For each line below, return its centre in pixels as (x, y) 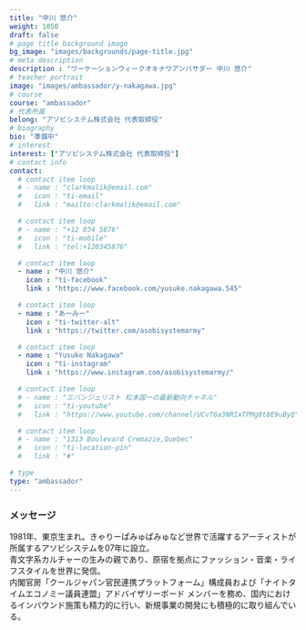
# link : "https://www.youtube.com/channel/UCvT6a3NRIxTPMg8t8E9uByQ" (158, 415)
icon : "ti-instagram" (69, 364)
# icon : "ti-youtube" (65, 406)
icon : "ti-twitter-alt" (73, 322)
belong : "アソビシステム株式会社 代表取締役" (86, 120)
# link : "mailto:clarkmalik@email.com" (99, 205)
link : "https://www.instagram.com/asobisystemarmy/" (130, 373)
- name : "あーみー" (54, 313)
